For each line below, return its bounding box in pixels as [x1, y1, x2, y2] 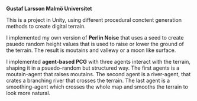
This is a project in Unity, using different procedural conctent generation [6, 17, 182, 23]
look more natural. [6, 90, 51, 96]
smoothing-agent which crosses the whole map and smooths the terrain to [6, 83, 188, 90]
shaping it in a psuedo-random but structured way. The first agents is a [6, 64, 180, 71]
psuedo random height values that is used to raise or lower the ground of [6, 41, 185, 47]
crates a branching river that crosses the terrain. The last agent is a [6, 77, 170, 84]
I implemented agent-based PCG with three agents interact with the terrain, [6, 58, 190, 65]
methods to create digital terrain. [6, 23, 86, 30]
